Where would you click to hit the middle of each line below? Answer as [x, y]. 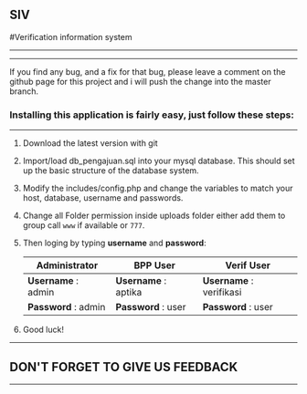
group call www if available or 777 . [84, 225]
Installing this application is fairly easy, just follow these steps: [152, 115]
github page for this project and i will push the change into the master [140, 81]
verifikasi [222, 293]
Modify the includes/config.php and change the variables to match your [158, 188]
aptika [129, 293]
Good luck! [43, 330]
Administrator [67, 265]
